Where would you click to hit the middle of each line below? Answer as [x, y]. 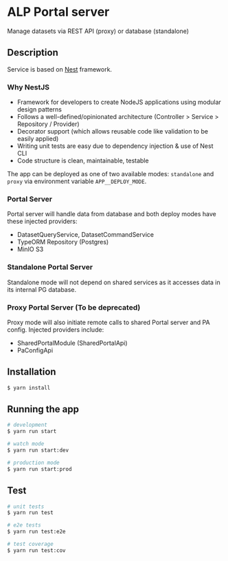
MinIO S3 [30, 249]
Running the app [43, 409]
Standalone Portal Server [50, 267]
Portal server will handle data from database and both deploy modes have [112, 214]
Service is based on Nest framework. [59, 69]
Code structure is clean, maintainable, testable [83, 161]
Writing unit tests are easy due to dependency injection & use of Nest [115, 146]
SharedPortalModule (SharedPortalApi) [72, 343]
